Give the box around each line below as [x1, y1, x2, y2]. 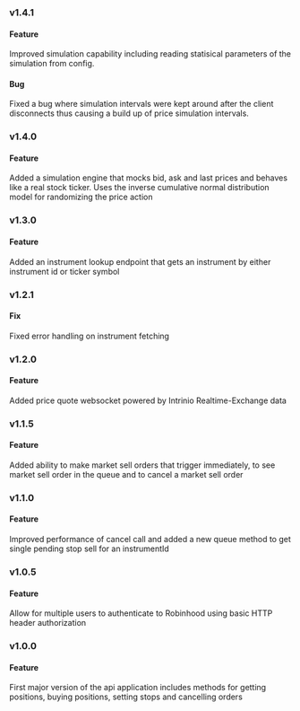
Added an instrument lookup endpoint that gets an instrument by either [9, 256, 271, 267]
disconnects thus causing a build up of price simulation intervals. [9, 108, 249, 118]
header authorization [9, 618, 87, 628]
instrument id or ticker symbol [9, 266, 120, 276]
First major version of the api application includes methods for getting [9, 682, 267, 693]
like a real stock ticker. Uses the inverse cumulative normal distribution [9, 182, 270, 193]
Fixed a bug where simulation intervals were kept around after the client [9, 99, 274, 110]
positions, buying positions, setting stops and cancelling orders [9, 691, 244, 702]
